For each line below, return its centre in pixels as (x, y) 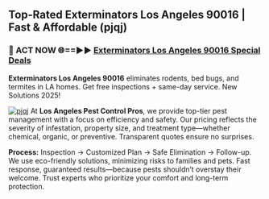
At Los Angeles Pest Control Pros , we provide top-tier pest (129, 110)
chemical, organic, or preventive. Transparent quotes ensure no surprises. (131, 136)
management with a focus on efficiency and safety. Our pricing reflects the (133, 119)
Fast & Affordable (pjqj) (68, 28)
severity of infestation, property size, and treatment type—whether (120, 128)
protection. (27, 186)
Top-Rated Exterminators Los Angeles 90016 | (127, 15)
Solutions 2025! (35, 95)
